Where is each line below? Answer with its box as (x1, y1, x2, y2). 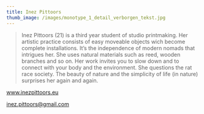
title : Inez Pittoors (6, 9, 62, 15)
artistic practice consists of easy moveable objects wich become (21, 38, 186, 45)
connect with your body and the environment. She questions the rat (21, 63, 192, 71)
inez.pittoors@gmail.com (6, 100, 69, 107)
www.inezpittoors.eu (6, 88, 59, 96)
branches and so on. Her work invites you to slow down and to (21, 57, 179, 65)
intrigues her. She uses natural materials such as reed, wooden (21, 51, 181, 58)
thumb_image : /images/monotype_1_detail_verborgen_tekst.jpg (6, 15, 166, 21)
